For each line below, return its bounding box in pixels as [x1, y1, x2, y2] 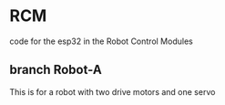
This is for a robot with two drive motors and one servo [9, 86, 216, 97]
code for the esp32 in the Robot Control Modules [9, 36, 193, 47]
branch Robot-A [9, 62, 102, 78]
